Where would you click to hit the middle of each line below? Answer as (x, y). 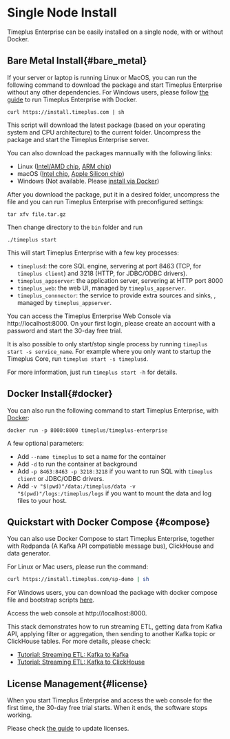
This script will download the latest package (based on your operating (106, 125)
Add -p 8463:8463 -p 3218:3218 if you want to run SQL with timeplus (115, 471)
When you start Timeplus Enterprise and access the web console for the (110, 700)
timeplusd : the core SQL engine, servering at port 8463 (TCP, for (109, 266)
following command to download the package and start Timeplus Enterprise (115, 85)
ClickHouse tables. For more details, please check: (79, 641)
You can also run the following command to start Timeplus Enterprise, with (113, 410)
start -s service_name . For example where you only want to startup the (109, 351)
